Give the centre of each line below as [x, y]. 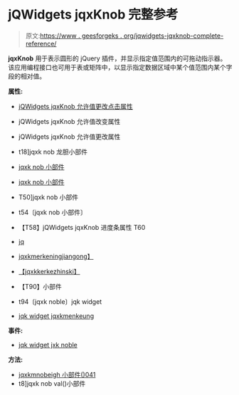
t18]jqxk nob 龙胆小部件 [53, 152]
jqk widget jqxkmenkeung [56, 316]
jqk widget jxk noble [48, 344]
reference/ [41, 43]
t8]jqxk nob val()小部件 [52, 383]
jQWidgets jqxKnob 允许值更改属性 [69, 137]
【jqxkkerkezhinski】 [49, 271]
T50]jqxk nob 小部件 [48, 197]
